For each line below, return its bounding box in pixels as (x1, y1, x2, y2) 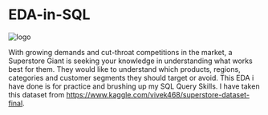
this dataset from (8, 89, 65, 99)
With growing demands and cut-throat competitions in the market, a (8, 47, 233, 57)
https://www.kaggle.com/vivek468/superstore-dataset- (66, 89, 250, 99)
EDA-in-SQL (8, 6, 91, 24)
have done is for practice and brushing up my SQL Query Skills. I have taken (8, 81, 260, 91)
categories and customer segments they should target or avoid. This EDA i (8, 73, 254, 82)
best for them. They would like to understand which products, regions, (8, 64, 241, 73)
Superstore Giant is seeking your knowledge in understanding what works (8, 56, 253, 65)
